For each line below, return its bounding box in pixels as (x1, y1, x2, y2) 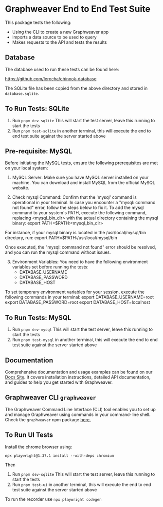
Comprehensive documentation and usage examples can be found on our (5, 369, 153, 375)
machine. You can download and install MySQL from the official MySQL (12, 180, 156, 186)
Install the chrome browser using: (5, 444, 72, 450)
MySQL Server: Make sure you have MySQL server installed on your (12, 174, 149, 181)
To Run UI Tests (5, 431, 54, 439)
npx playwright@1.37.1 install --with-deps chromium (5, 453, 114, 458)
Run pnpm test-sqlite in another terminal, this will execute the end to (12, 128, 151, 133)
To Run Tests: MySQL (5, 313, 72, 322)
